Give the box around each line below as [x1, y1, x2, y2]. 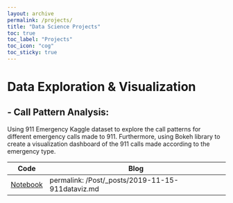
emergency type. [7, 147, 56, 155]
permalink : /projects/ [7, 17, 73, 24]
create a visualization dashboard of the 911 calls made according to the [7, 140, 210, 148]
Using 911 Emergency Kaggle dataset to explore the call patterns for [7, 124, 201, 133]
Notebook [10, 179, 43, 189]
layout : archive [7, 10, 54, 17]
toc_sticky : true [7, 49, 58, 56]
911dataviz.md [49, 184, 99, 193]
